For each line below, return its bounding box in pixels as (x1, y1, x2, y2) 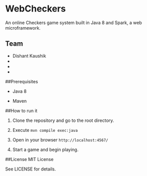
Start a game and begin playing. (12, 146, 79, 152)
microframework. (5, 25, 41, 31)
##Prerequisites (5, 78, 39, 84)
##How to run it (5, 107, 38, 113)
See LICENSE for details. (5, 166, 56, 172)
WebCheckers (5, 3, 66, 15)
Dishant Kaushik (12, 53, 46, 59)
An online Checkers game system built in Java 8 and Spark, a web (5, 20, 142, 26)
